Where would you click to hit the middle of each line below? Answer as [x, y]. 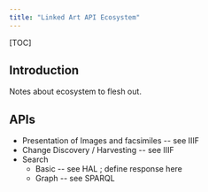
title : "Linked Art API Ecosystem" [75, 17]
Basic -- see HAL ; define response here [109, 169]
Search [35, 159]
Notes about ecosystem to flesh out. [75, 92]
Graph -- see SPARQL [75, 179]
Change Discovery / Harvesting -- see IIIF [98, 150]
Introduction [44, 70]
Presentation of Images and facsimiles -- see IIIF [111, 141]
